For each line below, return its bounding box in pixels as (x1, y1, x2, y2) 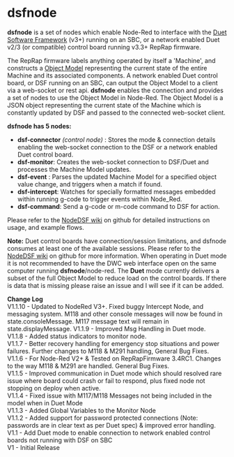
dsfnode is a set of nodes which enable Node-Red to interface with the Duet (7, 28, 227, 36)
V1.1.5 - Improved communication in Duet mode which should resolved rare (7, 369, 222, 377)
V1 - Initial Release (7, 443, 61, 451)
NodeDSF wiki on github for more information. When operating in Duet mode (7, 252, 227, 260)
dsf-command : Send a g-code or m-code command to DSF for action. (17, 202, 221, 210)
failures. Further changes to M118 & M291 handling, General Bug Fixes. (7, 347, 210, 355)
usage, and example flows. (7, 223, 85, 231)
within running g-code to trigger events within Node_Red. (17, 194, 182, 203)
